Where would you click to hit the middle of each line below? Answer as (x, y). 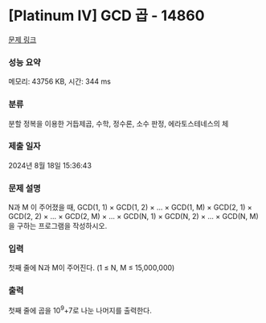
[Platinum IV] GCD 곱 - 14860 (106, 16)
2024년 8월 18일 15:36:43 (50, 165)
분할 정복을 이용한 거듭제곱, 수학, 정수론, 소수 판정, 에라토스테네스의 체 (119, 123)
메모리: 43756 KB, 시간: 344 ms (59, 81)
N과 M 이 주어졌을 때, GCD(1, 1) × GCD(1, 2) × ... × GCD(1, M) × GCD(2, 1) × (130, 207)
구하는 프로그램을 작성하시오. (62, 226)
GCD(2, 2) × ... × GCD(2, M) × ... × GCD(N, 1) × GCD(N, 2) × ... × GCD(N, (128, 217)
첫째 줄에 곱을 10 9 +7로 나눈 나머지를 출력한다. (80, 309)
